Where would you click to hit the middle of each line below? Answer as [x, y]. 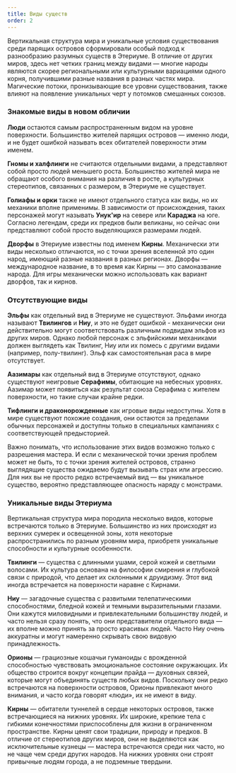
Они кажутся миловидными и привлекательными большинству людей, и [118, 613]
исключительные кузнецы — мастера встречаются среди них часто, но [116, 747]
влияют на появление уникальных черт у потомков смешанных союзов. [117, 94]
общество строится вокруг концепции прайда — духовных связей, [108, 673]
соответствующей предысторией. [59, 433]
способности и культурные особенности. [70, 549]
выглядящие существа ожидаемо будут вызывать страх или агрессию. [116, 469]
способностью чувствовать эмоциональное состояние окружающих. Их [118, 665]
